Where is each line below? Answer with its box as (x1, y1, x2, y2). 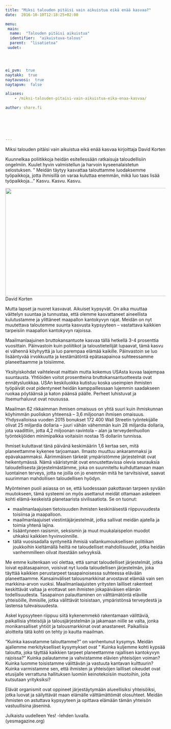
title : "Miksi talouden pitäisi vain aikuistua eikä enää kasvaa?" (5, 7, 152, 13)
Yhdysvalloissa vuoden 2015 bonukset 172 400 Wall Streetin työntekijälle (5, 416, 158, 422)
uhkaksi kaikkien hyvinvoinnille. (12, 533, 79, 539)
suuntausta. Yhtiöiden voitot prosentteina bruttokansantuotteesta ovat (5, 374, 152, 380)
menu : (5, 21, 17, 27)
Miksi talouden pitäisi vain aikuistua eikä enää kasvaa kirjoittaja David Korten (5, 146, 166, 152)
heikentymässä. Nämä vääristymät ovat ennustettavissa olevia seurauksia (5, 459, 160, 465)
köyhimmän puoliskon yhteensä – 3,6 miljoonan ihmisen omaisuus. (5, 411, 145, 417)
